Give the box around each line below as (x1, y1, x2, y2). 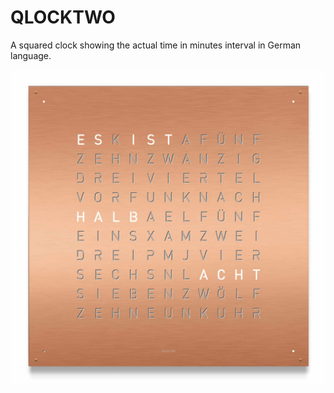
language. (10, 49, 52, 61)
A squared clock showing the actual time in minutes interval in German (10, 39, 302, 51)
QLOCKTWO (10, 6, 116, 29)
